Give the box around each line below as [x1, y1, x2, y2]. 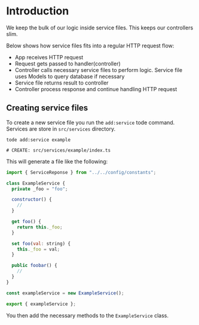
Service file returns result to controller [14, 79, 109, 86]
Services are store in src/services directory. [6, 125, 115, 133]
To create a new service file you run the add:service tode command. [6, 119, 175, 126]
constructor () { [11, 197, 52, 203]
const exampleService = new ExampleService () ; [6, 290, 124, 296]
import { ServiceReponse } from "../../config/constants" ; [6, 169, 157, 175]
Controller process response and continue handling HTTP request [14, 85, 177, 92]
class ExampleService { [6, 180, 66, 186]
